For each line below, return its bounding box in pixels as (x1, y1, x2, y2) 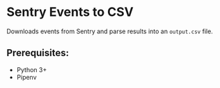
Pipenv (16, 73, 37, 81)
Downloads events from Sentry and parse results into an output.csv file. (6, 27, 213, 35)
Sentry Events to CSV (6, 4, 134, 20)
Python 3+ (16, 65, 47, 73)
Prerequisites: (6, 47, 69, 59)
